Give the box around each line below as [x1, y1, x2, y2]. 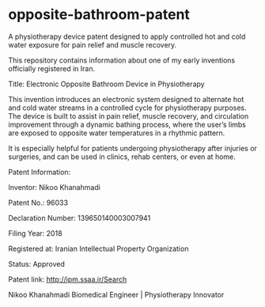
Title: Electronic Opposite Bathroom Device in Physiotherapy [8, 79, 205, 89]
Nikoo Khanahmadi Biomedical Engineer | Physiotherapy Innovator [8, 290, 225, 299]
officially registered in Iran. [8, 63, 96, 73]
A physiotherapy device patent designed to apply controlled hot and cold [8, 32, 246, 41]
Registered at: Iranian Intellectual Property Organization [8, 244, 189, 253]
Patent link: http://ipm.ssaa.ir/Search [8, 275, 127, 284]
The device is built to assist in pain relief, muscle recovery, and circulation [8, 111, 249, 120]
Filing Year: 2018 [8, 228, 62, 238]
